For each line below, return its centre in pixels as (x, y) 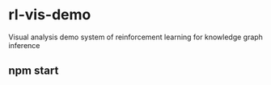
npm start (34, 71)
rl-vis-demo (50, 15)
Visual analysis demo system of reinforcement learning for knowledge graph (135, 37)
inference (24, 45)
